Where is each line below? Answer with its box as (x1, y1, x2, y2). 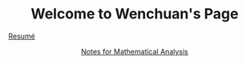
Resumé (8, 31, 36, 41)
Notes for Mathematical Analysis (81, 46, 188, 56)
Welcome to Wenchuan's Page (30, 5, 239, 23)
